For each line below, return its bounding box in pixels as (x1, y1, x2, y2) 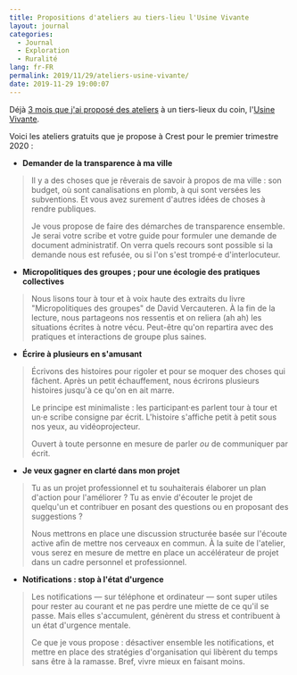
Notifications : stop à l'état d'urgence (21, 573, 164, 585)
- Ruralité (17, 54, 58, 63)
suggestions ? (30, 511, 83, 521)
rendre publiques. (30, 203, 96, 214)
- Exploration (17, 46, 70, 55)
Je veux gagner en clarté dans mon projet (21, 465, 180, 476)
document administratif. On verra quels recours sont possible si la (30, 239, 274, 250)
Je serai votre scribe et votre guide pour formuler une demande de (30, 229, 277, 241)
